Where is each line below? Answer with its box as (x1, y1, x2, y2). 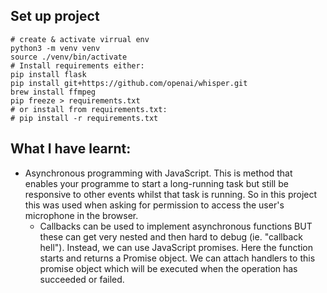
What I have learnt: (10, 140, 132, 158)
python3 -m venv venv (10, 43, 101, 53)
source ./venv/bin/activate (10, 52, 128, 62)
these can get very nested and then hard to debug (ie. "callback (39, 230, 303, 243)
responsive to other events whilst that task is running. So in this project (24, 188, 318, 200)
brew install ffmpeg (10, 87, 97, 97)
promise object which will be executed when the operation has (39, 262, 298, 274)
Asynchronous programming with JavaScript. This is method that (24, 167, 293, 179)
